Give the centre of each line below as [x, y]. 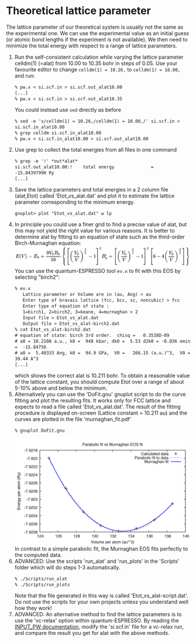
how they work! [33, 608]
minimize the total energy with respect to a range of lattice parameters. [92, 46]
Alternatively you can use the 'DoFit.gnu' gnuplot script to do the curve [100, 394]
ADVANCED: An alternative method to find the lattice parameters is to [98, 614]
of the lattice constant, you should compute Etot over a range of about [99, 381]
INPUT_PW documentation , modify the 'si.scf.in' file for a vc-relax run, [99, 626]
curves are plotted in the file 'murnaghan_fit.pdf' [73, 419]
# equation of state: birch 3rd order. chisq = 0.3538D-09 [92, 335]
